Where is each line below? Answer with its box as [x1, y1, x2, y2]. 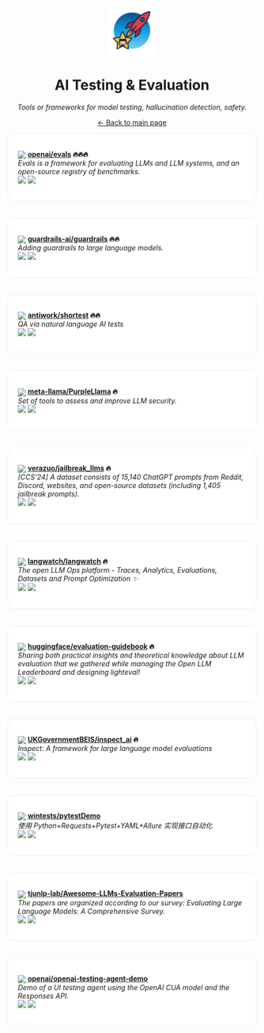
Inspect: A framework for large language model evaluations [17, 744, 213, 753]
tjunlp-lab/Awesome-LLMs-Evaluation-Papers [27, 889, 183, 898]
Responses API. [17, 991, 69, 1001]
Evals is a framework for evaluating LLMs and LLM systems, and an [17, 158, 240, 168]
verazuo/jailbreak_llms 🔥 [27, 463, 111, 473]
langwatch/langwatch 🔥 [27, 556, 108, 566]
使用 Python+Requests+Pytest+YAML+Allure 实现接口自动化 [17, 821, 213, 830]
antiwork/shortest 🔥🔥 [27, 311, 100, 320]
